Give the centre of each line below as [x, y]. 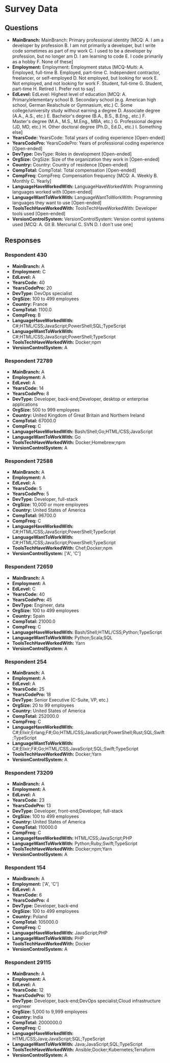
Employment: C [29, 272]
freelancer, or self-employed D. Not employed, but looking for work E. [85, 78]
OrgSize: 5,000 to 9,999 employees [50, 1011]
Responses [23, 240]
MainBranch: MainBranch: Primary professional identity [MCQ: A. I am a [88, 40]
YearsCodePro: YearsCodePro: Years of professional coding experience [88, 143]
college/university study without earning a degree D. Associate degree [86, 111]
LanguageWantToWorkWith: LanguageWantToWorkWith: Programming [87, 197]
